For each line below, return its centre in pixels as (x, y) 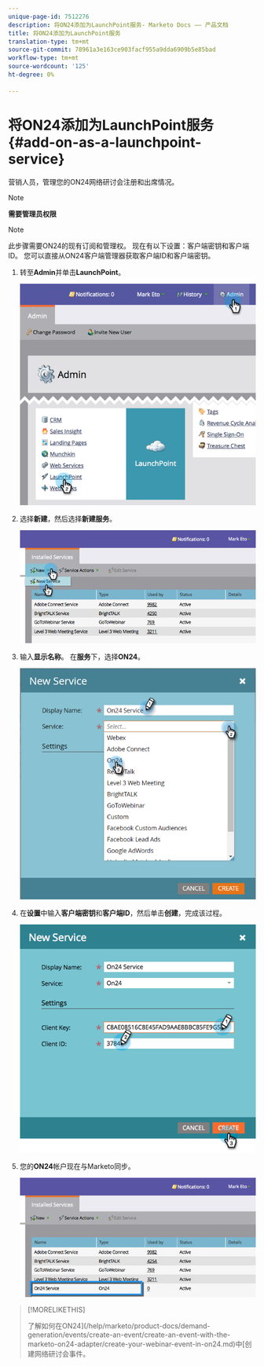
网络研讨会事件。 (62, 1353)
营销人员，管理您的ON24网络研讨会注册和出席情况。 (93, 181)
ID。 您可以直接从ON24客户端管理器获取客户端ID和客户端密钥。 (112, 255)
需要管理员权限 (32, 214)
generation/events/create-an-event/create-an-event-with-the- (129, 1335)
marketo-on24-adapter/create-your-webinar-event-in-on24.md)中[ (136, 1344)
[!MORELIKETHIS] (56, 1309)
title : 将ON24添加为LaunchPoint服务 (64, 33)
